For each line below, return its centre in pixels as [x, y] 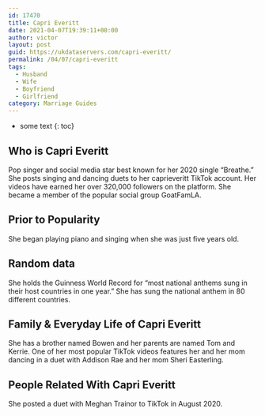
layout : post [30, 45]
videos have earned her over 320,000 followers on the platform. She [120, 186]
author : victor [33, 37]
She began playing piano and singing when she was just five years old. [124, 238]
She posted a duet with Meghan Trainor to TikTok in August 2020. [115, 404]
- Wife [26, 81]
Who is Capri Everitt [59, 151]
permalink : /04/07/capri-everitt [63, 60]
